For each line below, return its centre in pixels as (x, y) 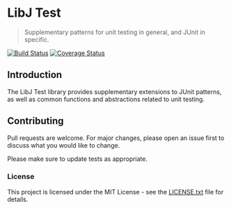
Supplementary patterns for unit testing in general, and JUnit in (114, 32)
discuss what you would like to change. (64, 145)
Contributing (35, 121)
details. (18, 199)
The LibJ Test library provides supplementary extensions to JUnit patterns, (114, 91)
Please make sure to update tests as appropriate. (78, 159)
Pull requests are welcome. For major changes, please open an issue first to (116, 138)
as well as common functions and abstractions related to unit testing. (106, 99)
